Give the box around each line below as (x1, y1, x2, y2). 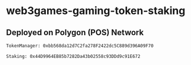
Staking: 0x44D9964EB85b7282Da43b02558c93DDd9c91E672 (6, 53, 141, 59)
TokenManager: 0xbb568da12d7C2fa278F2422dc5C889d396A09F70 (6, 43, 154, 49)
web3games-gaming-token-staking (6, 4, 186, 18)
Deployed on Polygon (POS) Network (6, 28, 144, 37)
